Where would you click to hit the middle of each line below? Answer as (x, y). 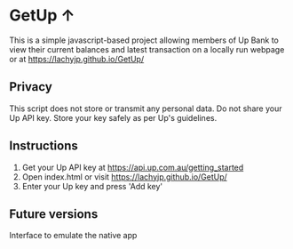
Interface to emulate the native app (73, 236)
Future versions (54, 214)
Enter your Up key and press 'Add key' (92, 186)
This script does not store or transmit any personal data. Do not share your (146, 108)
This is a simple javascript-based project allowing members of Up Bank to (144, 40)
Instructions (44, 146)
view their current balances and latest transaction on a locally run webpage (147, 49)
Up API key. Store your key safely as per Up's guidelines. (113, 117)
